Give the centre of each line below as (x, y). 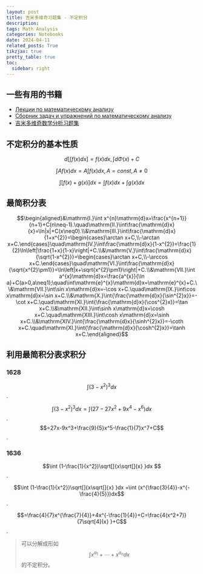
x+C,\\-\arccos (150, 257)
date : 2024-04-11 (28, 40)
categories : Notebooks (35, 35)
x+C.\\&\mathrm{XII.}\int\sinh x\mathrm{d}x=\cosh (102, 308)
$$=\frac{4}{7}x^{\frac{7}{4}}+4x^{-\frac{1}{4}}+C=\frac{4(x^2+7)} (102, 515)
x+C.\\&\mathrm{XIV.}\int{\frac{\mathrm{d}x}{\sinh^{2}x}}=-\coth (102, 321)
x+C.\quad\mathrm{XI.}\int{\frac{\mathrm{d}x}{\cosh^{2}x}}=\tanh (102, 328)
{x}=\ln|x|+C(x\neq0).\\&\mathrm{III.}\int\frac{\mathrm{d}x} (102, 231)
